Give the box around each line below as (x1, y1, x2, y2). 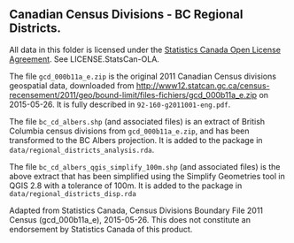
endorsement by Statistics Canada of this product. (9, 224, 193, 234)
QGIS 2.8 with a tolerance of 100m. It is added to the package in (9, 180, 243, 191)
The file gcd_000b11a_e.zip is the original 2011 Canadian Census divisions (9, 71, 277, 81)
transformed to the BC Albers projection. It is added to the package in (9, 134, 263, 145)
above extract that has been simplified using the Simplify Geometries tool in (9, 171, 285, 181)
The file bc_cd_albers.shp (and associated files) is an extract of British (9, 116, 266, 126)
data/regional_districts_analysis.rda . (9, 144, 155, 155)
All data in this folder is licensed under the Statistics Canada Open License (9, 44, 282, 55)
